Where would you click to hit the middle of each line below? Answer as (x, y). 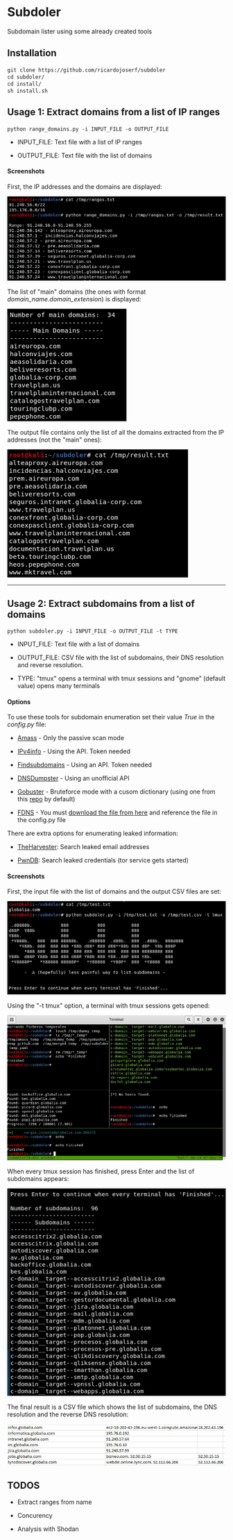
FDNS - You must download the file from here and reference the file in (117, 812)
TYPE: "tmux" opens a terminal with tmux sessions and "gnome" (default (121, 678)
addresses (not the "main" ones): (54, 440)
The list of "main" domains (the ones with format (77, 292)
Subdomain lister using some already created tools (80, 31)
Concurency (35, 1516)
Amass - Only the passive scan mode (71, 738)
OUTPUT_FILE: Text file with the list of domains (85, 155)
